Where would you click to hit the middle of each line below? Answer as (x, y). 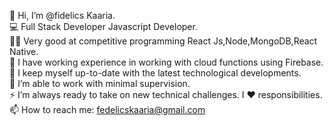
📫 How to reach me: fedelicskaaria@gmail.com (107, 109)
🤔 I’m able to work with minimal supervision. (100, 83)
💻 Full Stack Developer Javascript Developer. (103, 26)
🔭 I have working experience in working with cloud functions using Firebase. (166, 62)
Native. (24, 51)
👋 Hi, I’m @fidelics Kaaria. (62, 15)
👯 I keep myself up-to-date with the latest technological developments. (155, 73)
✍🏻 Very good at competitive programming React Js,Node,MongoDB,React (163, 41)
